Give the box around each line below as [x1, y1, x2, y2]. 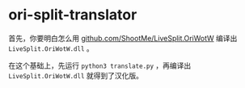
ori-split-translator [8, 6, 137, 24]
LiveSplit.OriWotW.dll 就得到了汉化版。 [8, 70, 144, 80]
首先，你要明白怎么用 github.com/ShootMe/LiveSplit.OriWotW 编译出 [8, 33, 238, 43]
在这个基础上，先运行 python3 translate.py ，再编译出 [8, 61, 192, 70]
